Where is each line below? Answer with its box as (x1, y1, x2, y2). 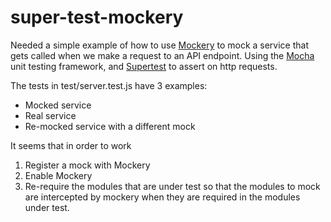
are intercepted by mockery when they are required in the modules (24, 191, 301, 203)
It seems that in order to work (10, 139, 132, 151)
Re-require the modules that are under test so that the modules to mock (24, 180, 321, 192)
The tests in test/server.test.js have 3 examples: (10, 79, 208, 91)
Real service (24, 109, 77, 121)
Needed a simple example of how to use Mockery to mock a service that (10, 39, 310, 51)
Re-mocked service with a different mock (24, 120, 196, 132)
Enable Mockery (24, 169, 93, 181)
